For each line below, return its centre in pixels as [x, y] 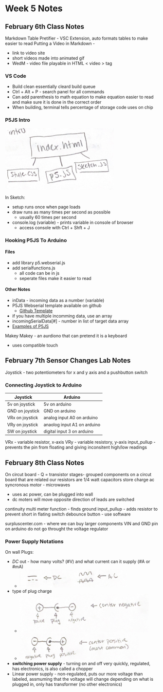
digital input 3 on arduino [69, 431]
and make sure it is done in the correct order [57, 102]
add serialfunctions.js [34, 268]
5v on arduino [57, 404]
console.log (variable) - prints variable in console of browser [73, 222]
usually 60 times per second [48, 217]
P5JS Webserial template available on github [57, 305]
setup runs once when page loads [46, 207]
